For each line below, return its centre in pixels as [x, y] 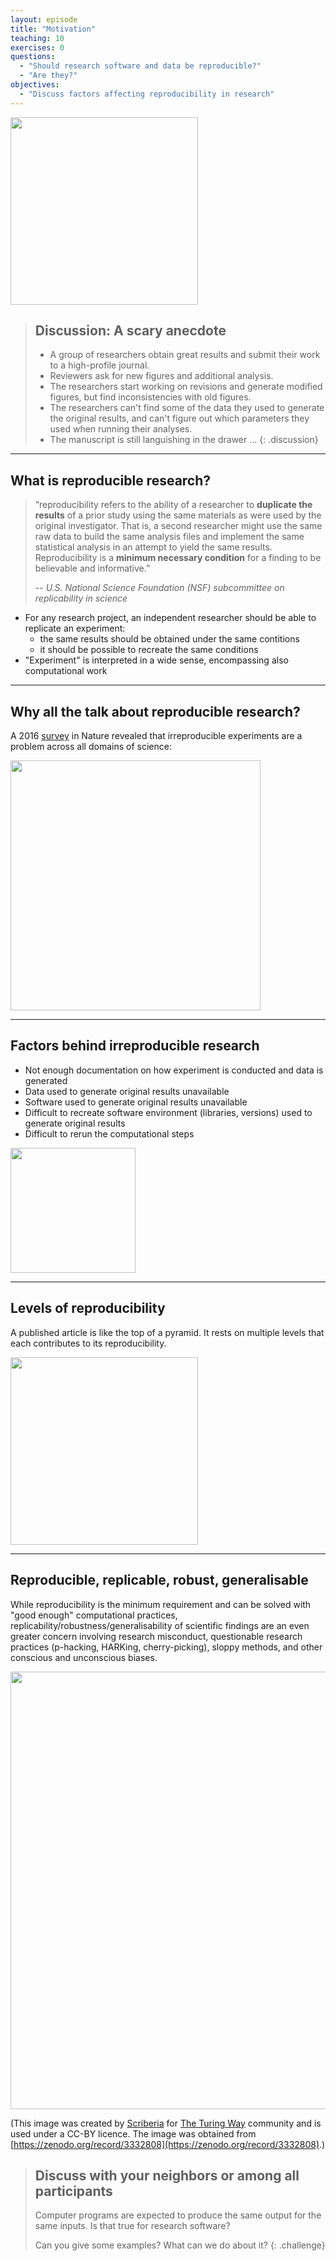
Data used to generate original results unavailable [127, 1091]
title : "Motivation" [53, 29]
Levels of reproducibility [88, 1308]
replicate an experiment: [75, 628]
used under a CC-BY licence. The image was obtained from [133, 2133]
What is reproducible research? [111, 480]
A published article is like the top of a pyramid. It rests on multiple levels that [167, 1332]
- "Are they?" [48, 76]
